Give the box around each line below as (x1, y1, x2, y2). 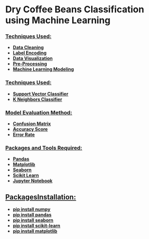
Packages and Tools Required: (5, 145, 82, 151)
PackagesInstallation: (5, 192, 76, 201)
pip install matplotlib (12, 228, 57, 234)
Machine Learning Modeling (12, 66, 74, 72)
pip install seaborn (12, 217, 54, 224)
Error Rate (12, 132, 35, 138)
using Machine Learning (5, 14, 111, 26)
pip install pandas (12, 212, 52, 218)
